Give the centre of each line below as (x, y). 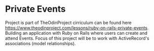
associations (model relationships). (41, 43)
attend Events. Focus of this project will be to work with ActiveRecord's (77, 38)
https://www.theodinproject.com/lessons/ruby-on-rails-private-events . (77, 27)
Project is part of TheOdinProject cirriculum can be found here (68, 23)
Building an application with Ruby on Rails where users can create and (76, 33)
